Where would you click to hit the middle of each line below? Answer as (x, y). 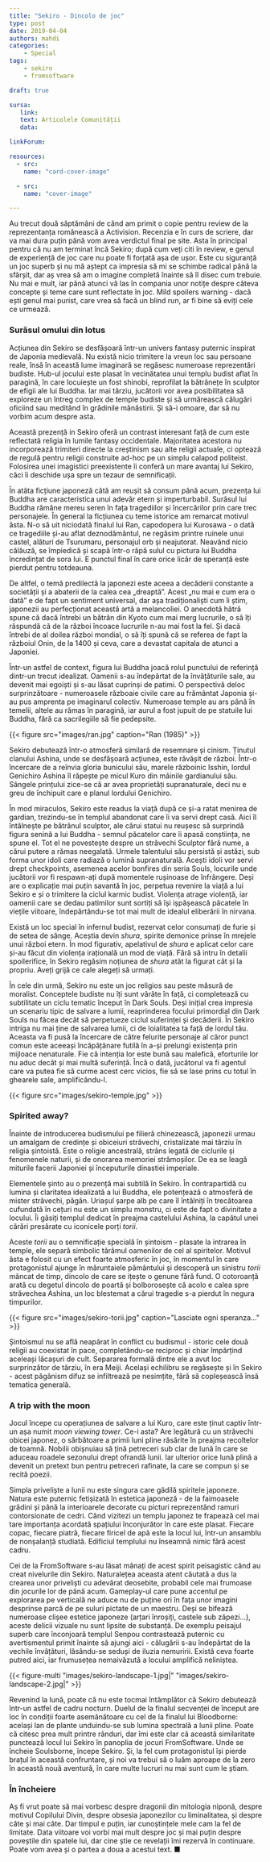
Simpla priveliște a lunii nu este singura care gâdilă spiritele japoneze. (124, 1490)
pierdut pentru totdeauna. (52, 567)
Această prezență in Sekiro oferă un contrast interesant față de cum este (129, 431)
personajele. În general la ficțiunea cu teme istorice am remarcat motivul (129, 516)
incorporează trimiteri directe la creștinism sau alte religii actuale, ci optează (135, 449)
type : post (27, 23)
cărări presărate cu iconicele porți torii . (74, 1226)
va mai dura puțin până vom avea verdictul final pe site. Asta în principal (128, 241)
